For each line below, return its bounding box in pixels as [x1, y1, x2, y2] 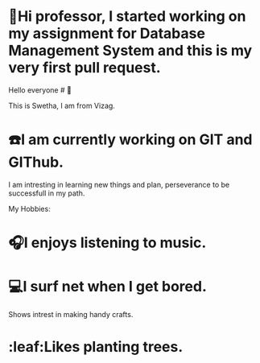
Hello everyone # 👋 [8, 85, 72, 95]
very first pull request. [8, 59, 161, 77]
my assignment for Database [8, 24, 205, 43]
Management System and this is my [8, 42, 253, 60]
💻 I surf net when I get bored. [8, 278, 208, 296]
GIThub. [8, 153, 64, 171]
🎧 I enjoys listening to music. [8, 233, 207, 252]
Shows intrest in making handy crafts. [8, 310, 134, 319]
